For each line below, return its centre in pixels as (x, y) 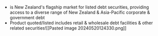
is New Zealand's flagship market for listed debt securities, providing (79, 7)
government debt (27, 18)
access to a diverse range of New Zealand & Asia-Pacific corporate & (80, 12)
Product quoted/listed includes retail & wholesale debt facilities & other (81, 23)
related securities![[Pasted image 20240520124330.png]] (68, 28)
